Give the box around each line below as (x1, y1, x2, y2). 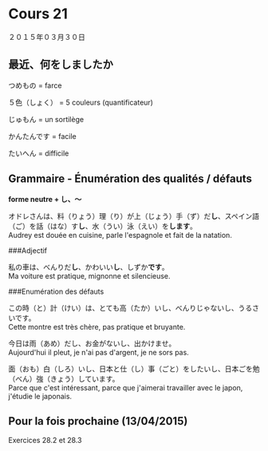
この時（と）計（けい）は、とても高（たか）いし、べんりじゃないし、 (8, 303, 238, 312)
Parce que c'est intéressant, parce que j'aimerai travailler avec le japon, (8, 382, 243, 392)
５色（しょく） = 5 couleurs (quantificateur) (8, 97, 154, 107)
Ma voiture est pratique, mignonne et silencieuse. (8, 271, 171, 280)
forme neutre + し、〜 (8, 194, 82, 204)
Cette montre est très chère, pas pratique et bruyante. (8, 322, 186, 331)
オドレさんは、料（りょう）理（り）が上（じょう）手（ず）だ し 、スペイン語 (8, 211, 260, 220)
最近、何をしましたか (8, 57, 113, 72)
